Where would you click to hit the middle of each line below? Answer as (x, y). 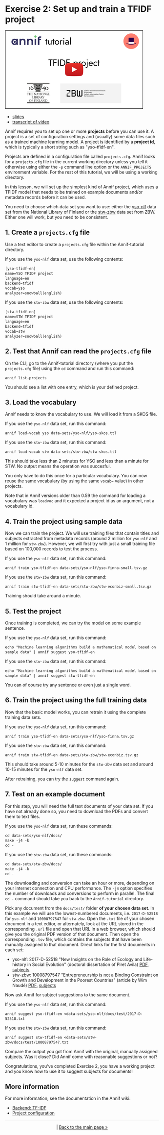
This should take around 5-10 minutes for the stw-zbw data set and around (79, 764)
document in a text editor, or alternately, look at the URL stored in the (74, 924)
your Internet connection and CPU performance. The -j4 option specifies (79, 888)
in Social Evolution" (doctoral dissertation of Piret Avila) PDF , (88, 964)
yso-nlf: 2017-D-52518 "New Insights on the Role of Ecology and (77, 959)
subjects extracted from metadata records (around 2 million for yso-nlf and (81, 539)
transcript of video (31, 122)
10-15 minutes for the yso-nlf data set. (44, 769)
